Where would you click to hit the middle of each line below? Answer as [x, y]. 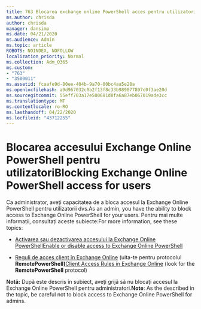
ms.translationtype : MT [36, 101]
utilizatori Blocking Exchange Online [97, 173]
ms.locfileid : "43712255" [38, 118]
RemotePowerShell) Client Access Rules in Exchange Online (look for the [105, 264]
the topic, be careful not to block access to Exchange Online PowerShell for [99, 295]
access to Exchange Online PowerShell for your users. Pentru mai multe [95, 215]
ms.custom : [20, 67]
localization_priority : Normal [45, 56]
